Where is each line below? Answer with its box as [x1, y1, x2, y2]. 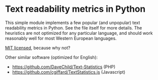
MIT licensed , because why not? [5, 45, 70, 51]
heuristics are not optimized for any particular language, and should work [5, 30, 153, 36]
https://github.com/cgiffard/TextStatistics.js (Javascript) [12, 69, 126, 75]
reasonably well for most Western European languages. [5, 35, 117, 41]
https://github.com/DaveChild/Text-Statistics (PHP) [12, 64, 116, 70]
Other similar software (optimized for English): [5, 54, 98, 60]
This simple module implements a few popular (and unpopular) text [5, 20, 140, 26]
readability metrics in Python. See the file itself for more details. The [5, 25, 142, 30]
